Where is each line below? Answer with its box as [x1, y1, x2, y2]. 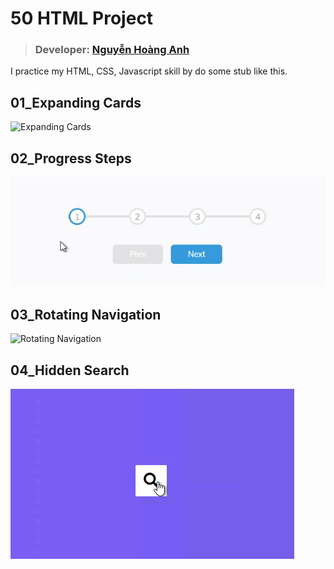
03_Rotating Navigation [10, 306, 162, 323]
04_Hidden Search [10, 362, 130, 379]
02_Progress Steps [10, 150, 132, 167]
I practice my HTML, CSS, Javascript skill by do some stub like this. [10, 65, 288, 77]
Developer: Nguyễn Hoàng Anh [34, 43, 190, 57]
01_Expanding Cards [10, 94, 142, 111]
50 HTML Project [10, 7, 154, 30]
